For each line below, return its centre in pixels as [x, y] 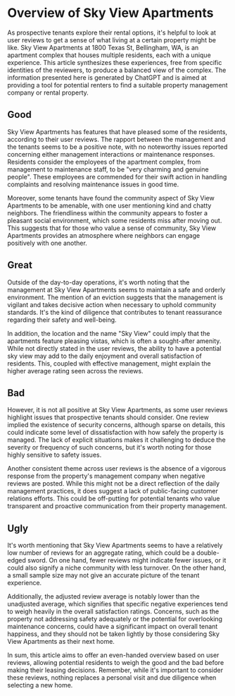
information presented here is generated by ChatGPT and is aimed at [107, 77]
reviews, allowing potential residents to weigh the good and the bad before [116, 663]
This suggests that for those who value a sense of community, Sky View [112, 228]
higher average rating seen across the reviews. [75, 371]
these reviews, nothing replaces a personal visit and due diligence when [112, 678]
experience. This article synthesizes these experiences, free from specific [115, 62]
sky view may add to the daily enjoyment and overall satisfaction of [104, 356]
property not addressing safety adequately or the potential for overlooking [115, 619]
